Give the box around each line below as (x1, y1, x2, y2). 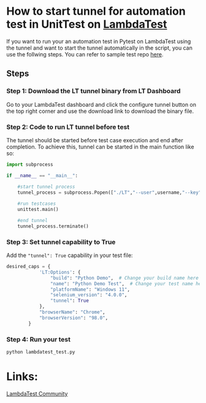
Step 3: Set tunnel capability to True (6, 237, 116, 246)
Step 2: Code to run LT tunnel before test (6, 123, 130, 131)
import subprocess (6, 161, 53, 167)
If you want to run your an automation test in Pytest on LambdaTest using (6, 37, 191, 45)
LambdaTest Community (6, 390, 68, 397)
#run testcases (17, 201, 56, 207)
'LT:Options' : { (39, 269, 81, 275)
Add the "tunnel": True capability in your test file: (6, 251, 133, 259)
